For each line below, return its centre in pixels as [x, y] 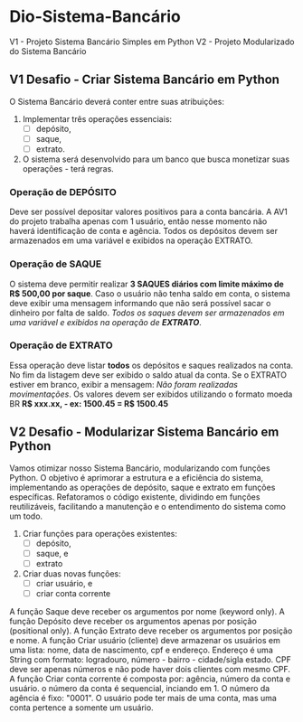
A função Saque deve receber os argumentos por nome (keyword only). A [147, 611]
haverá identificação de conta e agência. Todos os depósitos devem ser [144, 231]
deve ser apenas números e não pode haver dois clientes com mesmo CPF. [150, 669]
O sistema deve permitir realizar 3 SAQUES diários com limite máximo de [147, 284]
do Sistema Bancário [48, 51]
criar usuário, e [64, 583]
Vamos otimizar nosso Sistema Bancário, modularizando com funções [140, 468]
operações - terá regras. [68, 168]
